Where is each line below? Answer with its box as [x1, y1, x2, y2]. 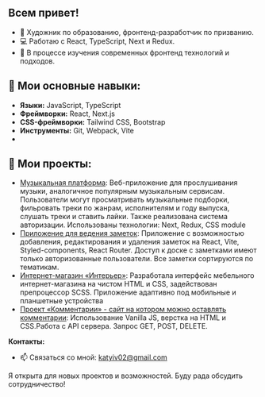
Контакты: [8, 337, 45, 346]
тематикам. [19, 262, 60, 272]
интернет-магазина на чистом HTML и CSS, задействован [19, 279, 217, 289]
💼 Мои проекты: [8, 157, 92, 171]
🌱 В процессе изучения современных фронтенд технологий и [19, 48, 230, 57]
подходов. [19, 56, 56, 66]
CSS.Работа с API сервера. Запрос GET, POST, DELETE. [19, 322, 208, 331]
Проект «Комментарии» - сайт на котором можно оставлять [19, 305, 227, 314]
